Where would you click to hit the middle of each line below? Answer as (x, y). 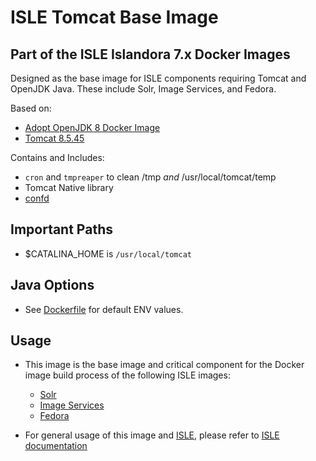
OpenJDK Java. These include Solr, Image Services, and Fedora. (143, 89)
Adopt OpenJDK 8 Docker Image (92, 127)
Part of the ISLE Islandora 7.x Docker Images (150, 54)
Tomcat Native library (69, 187)
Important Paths (61, 229)
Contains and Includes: (57, 157)
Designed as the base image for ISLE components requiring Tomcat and (158, 78)
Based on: (31, 108)
